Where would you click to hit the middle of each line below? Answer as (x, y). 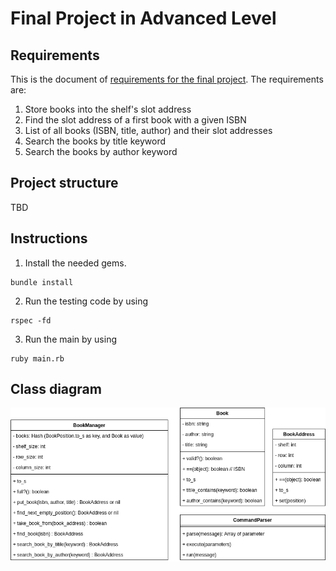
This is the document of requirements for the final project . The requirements (167, 79)
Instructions (49, 238)
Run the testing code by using (86, 301)
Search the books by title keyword (95, 141)
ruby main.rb (37, 358)
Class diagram (56, 389)
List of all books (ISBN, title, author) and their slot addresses (148, 130)
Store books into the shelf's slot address (108, 109)
